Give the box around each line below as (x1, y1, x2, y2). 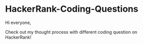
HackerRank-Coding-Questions (5, 3, 139, 15)
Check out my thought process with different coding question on (5, 29, 138, 35)
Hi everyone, (5, 20, 31, 25)
